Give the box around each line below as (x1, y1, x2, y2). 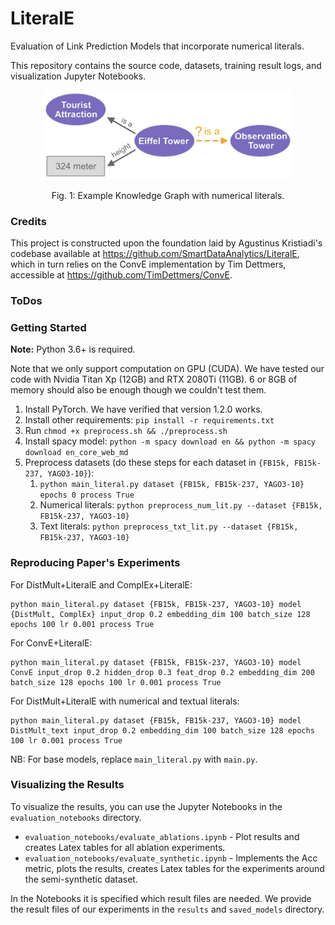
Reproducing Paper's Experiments (10, 556, 181, 570)
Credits (10, 214, 47, 228)
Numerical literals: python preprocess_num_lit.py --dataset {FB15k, (39, 499, 323, 511)
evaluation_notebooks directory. (10, 811, 142, 823)
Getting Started (10, 320, 87, 334)
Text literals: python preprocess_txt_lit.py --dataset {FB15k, (39, 520, 299, 532)
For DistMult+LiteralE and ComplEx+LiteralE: (10, 578, 193, 591)
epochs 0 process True (39, 490, 135, 501)
